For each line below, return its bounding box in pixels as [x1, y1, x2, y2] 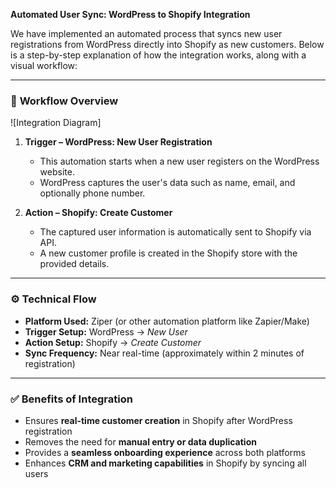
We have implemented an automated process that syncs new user [10, 28, 283, 39]
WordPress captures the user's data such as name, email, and [39, 177, 296, 189]
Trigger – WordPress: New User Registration [24, 136, 213, 148]
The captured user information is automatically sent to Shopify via [39, 226, 312, 238]
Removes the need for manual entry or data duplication [24, 435, 257, 448]
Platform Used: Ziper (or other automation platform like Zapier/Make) [24, 315, 310, 327]
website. [39, 166, 75, 178]
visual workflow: [10, 60, 78, 71]
